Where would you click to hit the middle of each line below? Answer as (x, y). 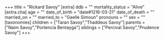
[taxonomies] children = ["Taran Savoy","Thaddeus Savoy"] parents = (75, 22)
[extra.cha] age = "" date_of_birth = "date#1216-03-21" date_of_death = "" (80, 12)
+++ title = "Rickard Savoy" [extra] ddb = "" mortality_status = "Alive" (75, 7)
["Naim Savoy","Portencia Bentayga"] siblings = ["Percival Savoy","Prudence (82, 27)
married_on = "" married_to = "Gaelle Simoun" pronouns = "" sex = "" (75, 17)
